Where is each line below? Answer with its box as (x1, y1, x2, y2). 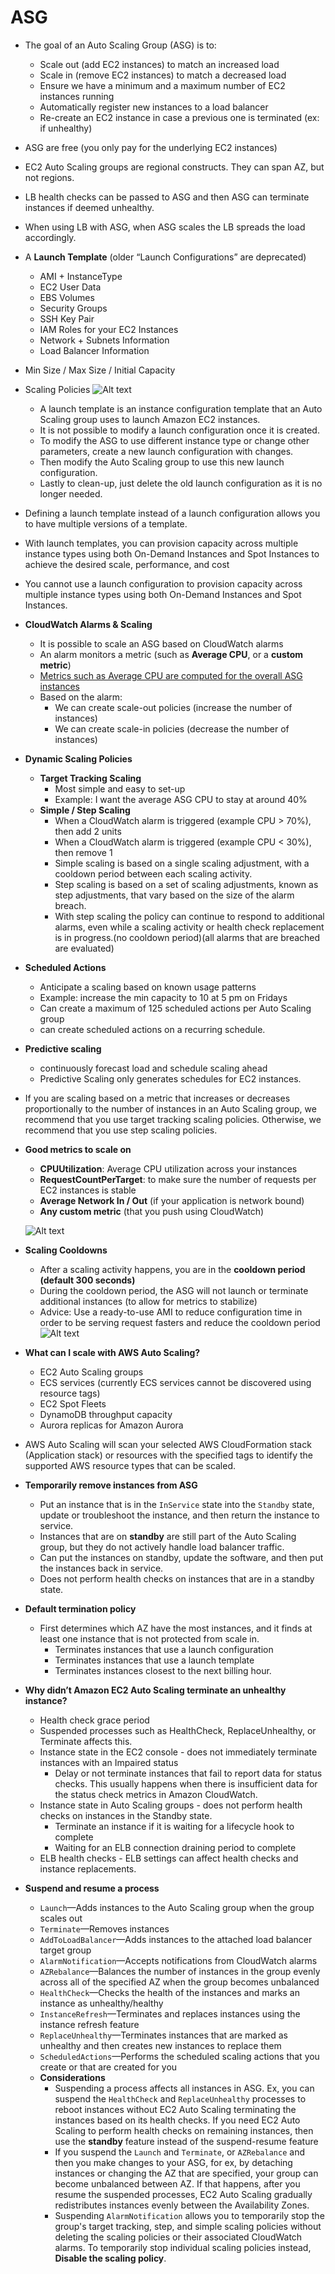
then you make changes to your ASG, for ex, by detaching (54, 2156, 293, 2168)
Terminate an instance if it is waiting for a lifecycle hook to (54, 1820, 295, 1832)
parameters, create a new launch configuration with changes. (39, 445, 294, 457)
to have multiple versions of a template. (24, 517, 188, 530)
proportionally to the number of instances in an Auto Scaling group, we (24, 1102, 317, 1115)
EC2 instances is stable (39, 1184, 137, 1196)
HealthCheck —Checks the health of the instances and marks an (39, 1986, 300, 1998)
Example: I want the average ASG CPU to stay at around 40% (54, 793, 308, 805)
